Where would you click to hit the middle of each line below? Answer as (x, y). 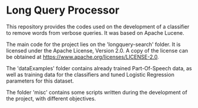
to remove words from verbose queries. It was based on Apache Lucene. (95, 32)
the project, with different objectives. (51, 99)
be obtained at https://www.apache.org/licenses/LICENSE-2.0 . (82, 57)
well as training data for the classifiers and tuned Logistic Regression (90, 74)
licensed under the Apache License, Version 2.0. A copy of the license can (97, 50)
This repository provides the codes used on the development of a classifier (98, 27)
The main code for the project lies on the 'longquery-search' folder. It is (93, 44)
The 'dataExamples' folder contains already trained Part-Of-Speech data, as (99, 68)
